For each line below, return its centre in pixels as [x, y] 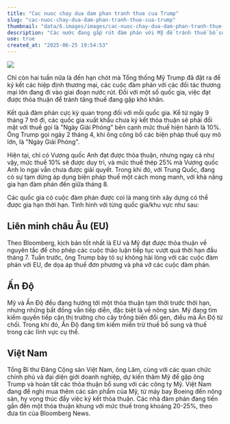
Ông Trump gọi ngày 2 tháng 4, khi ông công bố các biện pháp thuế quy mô [114, 135]
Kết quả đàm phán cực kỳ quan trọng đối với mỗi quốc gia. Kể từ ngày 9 [108, 113]
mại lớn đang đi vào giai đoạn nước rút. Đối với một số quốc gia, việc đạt [109, 92]
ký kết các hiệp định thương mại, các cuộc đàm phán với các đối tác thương [114, 85]
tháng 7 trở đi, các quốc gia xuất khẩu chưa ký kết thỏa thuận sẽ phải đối [110, 120]
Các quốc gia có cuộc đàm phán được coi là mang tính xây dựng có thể [108, 197]
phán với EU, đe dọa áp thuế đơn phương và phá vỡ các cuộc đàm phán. [109, 264]
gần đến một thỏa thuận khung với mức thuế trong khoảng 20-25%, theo [110, 406]
